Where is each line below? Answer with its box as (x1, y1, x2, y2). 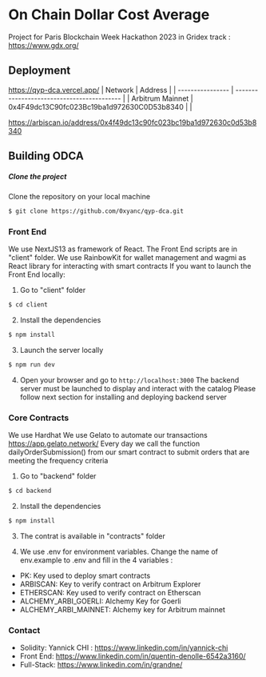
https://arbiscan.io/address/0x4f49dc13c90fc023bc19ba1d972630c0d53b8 (8, 118, 257, 127)
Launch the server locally (19, 346, 104, 355)
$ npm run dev (8, 361, 56, 369)
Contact (8, 624, 41, 635)
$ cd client (8, 301, 48, 309)
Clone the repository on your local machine (8, 192, 150, 202)
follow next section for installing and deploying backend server (19, 392, 228, 402)
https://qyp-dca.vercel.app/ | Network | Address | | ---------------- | (8, 85, 234, 94)
